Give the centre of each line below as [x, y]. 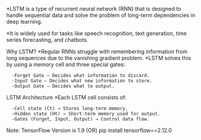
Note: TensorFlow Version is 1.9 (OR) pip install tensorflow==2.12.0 [89, 130]
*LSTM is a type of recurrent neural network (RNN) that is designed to [94, 9]
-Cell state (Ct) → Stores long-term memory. [70, 108]
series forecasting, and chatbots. [47, 40]
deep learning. [24, 22]
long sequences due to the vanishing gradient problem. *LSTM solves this [99, 58]
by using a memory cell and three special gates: [66, 64]
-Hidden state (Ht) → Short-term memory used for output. [86, 114]
